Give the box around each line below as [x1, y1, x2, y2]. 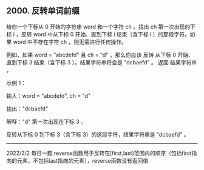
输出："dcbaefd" [6, 105, 49, 112]
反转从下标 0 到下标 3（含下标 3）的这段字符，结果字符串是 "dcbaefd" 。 [6, 131, 189, 138]
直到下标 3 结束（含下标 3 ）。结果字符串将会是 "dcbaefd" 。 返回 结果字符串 [6, 58, 197, 66]
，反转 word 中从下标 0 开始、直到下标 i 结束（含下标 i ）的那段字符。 [16, 30, 190, 38]
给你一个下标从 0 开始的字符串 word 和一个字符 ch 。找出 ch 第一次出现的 [6, 23, 191, 30]
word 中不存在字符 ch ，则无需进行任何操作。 [13, 38, 127, 46]
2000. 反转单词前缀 [6, 5, 80, 16]
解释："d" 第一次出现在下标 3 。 [6, 118, 87, 125]
